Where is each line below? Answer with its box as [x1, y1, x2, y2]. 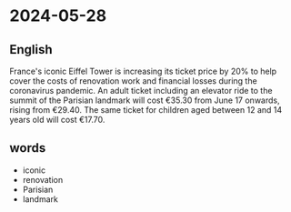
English [9, 42, 53, 57]
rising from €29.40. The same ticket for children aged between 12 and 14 [9, 105, 283, 115]
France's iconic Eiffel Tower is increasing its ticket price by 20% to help [9, 66, 277, 76]
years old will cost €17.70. [9, 115, 105, 125]
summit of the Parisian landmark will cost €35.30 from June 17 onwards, [9, 95, 280, 106]
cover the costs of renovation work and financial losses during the [9, 76, 257, 86]
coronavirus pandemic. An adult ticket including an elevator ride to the [9, 86, 273, 96]
